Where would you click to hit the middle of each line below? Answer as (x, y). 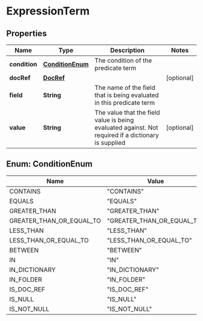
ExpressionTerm (48, 11)
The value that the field (127, 113)
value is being (114, 120)
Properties (27, 33)
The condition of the (123, 60)
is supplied (110, 143)
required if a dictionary (127, 135)
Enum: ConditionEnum (49, 164)
